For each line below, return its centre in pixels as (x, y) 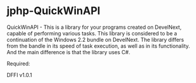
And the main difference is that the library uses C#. (69, 52)
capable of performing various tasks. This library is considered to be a (92, 33)
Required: (19, 64)
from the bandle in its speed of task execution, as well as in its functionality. (98, 46)
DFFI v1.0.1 (19, 75)
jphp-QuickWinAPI (54, 11)
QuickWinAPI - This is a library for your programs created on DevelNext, (94, 27)
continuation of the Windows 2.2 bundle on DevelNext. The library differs (95, 39)
